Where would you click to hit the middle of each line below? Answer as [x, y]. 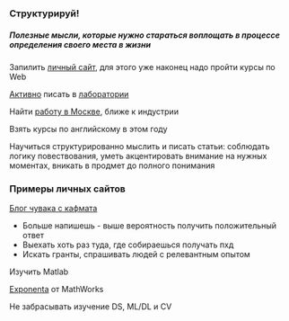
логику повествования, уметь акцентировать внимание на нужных [138, 156]
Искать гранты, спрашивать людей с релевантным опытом [136, 254]
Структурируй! [44, 13]
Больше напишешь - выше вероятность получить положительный [149, 226]
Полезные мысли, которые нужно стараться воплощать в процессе [144, 35]
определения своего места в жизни [80, 44]
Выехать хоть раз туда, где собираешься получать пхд [128, 245]
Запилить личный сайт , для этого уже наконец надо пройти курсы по [142, 67]
